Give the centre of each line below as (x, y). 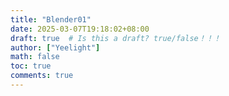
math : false (35, 57)
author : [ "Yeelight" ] (55, 47)
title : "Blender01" (51, 19)
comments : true (42, 76)
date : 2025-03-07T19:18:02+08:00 (80, 29)
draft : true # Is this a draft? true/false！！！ (116, 38)
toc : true (31, 66)
